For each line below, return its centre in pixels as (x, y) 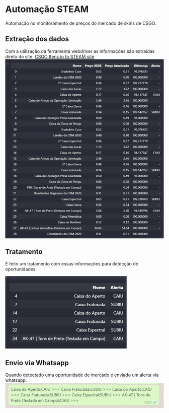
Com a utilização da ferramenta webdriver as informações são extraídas (80, 51)
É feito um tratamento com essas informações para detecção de (72, 264)
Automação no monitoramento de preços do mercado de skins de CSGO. (81, 23)
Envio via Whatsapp (37, 363)
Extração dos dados (37, 39)
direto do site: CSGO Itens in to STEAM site (50, 56)
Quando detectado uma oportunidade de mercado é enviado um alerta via (82, 375)
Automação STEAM (47, 9)
